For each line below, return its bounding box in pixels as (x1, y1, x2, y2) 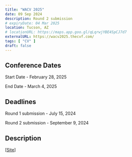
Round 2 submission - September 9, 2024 (5, 120, 89, 126)
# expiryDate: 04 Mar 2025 (5, 20, 60, 26)
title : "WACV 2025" (5, 7, 45, 12)
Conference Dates (5, 61, 62, 70)
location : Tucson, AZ (5, 25, 49, 30)
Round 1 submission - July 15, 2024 (5, 110, 76, 117)
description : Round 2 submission (5, 16, 73, 21)
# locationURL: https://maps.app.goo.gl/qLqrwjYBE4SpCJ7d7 (5, 30, 127, 35)
